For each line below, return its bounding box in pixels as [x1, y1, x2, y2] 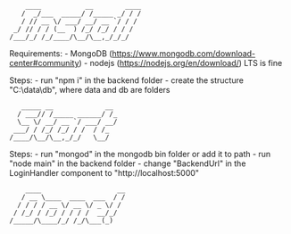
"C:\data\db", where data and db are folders [9, 85, 170, 95]
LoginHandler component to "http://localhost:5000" [9, 168, 199, 178]
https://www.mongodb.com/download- [111, 48, 256, 59]
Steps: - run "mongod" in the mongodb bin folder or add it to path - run [9, 149, 271, 159]
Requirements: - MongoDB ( [9, 48, 112, 59]
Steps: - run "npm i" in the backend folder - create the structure [9, 75, 244, 86]
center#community [9, 58, 79, 68]
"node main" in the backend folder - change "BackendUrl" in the [9, 158, 246, 169]
